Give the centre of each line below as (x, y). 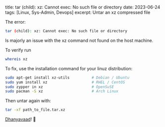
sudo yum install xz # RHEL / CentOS (65, 82)
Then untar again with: (28, 101)
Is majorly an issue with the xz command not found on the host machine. (79, 40)
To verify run (18, 50)
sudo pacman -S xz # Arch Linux (62, 91)
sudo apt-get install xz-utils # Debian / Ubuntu (67, 78)
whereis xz (16, 59)
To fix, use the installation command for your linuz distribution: (69, 68)
